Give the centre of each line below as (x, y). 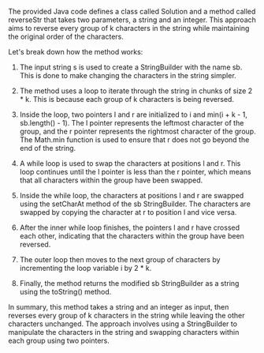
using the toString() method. (65, 292)
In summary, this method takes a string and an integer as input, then (119, 307)
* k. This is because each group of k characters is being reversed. (127, 99)
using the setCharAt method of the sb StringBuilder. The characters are (135, 204)
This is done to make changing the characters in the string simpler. (128, 75)
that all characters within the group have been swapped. (111, 180)
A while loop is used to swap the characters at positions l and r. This (130, 163)
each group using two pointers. (59, 340)
